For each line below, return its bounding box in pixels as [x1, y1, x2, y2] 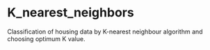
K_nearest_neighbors [7, 5, 134, 21]
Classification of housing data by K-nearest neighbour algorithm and [7, 27, 203, 36]
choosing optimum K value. [7, 34, 86, 42]
